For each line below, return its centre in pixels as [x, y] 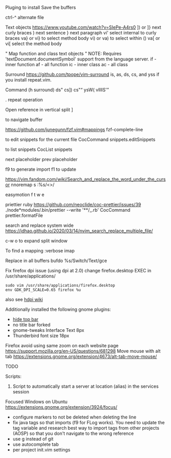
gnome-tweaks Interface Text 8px [48, 330]
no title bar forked [31, 325]
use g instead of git [33, 439]
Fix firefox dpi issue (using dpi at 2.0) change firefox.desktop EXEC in [78, 271]
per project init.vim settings [41, 450]
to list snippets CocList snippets [39, 149]
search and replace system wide [40, 225]
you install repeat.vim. [29, 80]
